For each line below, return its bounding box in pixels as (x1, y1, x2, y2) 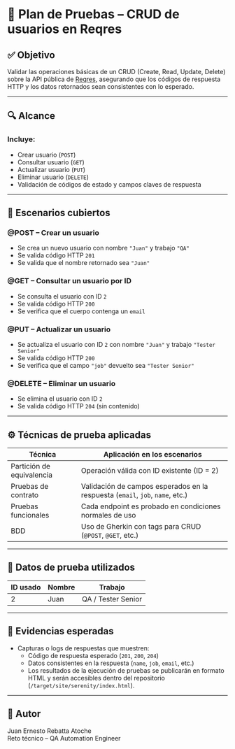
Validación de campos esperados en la (80, 482, 208, 492)
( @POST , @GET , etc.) (80, 531, 139, 541)
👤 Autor (7, 708, 41, 720)
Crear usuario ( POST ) (17, 150, 76, 159)
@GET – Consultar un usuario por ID (7, 276, 131, 286)
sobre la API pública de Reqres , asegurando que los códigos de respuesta (7, 75, 221, 83)
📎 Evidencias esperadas (7, 625, 114, 637)
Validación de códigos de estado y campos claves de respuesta (17, 180, 201, 188)
